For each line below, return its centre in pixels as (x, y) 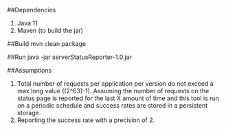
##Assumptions (30, 70)
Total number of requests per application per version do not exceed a (115, 84)
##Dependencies (32, 10)
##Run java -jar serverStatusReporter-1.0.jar (70, 57)
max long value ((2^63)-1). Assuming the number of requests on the (113, 91)
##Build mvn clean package (47, 44)
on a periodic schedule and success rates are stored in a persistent (112, 105)
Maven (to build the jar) (50, 31)
